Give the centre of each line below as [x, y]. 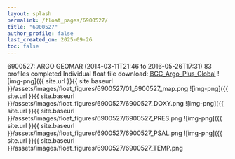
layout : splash [29, 14]
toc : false [23, 46]
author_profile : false [40, 33]
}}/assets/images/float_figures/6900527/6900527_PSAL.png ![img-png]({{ [115, 133]
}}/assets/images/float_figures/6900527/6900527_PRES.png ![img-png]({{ [115, 118]
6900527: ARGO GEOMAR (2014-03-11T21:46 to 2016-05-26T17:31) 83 [109, 66]
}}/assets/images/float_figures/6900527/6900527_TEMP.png [95, 148]
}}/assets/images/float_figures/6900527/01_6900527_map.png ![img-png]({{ [118, 89]
